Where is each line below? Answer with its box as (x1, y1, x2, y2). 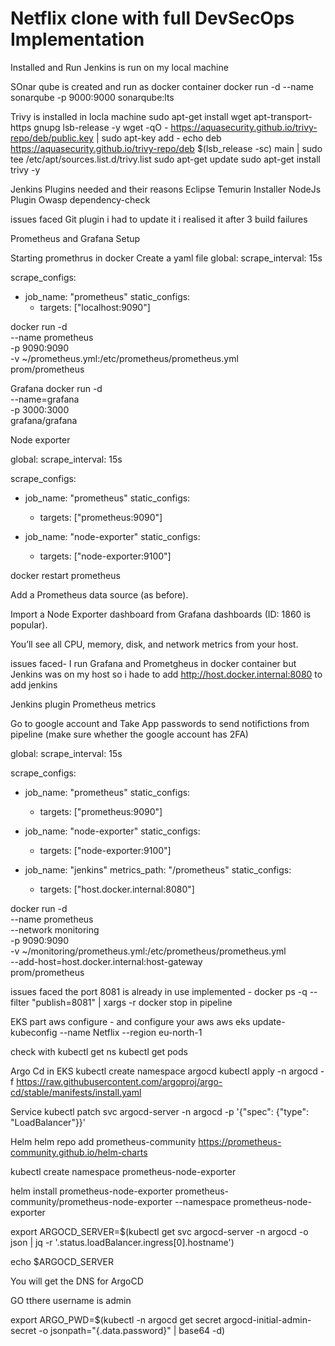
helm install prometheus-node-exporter (10, 1185, 173, 1197)
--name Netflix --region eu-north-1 (59, 1026, 203, 1038)
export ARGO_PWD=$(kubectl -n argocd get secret (10, 1313, 222, 1326)
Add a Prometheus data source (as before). (10, 588, 189, 601)
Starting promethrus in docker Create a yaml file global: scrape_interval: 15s (10, 252, 323, 264)
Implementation (10, 28, 145, 51)
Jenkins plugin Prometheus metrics (10, 698, 157, 710)
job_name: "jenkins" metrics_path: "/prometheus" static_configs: (24, 863, 292, 876)
